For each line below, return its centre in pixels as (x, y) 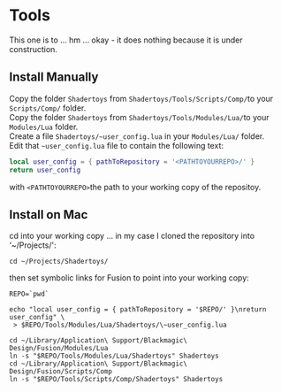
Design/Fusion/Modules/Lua (59, 349)
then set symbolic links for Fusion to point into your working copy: (129, 278)
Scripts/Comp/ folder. (48, 108)
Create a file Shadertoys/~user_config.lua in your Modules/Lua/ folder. (137, 136)
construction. (33, 49)
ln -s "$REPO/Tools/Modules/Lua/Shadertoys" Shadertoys (114, 356)
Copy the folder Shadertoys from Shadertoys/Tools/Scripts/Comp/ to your (141, 98)
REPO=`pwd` (29, 294)
